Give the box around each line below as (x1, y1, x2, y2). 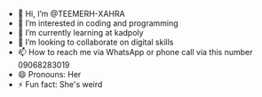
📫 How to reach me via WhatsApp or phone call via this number (17, 47, 253, 57)
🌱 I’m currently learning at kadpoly (17, 28, 144, 37)
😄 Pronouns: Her (17, 69, 82, 79)
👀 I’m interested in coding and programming (17, 18, 179, 28)
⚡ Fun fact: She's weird (17, 79, 103, 89)
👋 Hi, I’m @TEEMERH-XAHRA (17, 9, 126, 19)
